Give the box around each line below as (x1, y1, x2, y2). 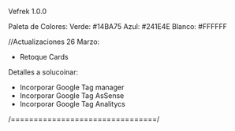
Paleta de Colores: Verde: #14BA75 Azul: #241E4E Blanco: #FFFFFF (8, 22, 227, 31)
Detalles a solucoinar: (8, 67, 79, 77)
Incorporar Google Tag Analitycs (19, 100, 126, 108)
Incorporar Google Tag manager (19, 82, 125, 92)
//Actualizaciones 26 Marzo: (8, 37, 100, 46)
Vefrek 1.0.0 (8, 7, 47, 16)
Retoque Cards (19, 53, 69, 61)
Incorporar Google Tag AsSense (19, 91, 125, 100)
